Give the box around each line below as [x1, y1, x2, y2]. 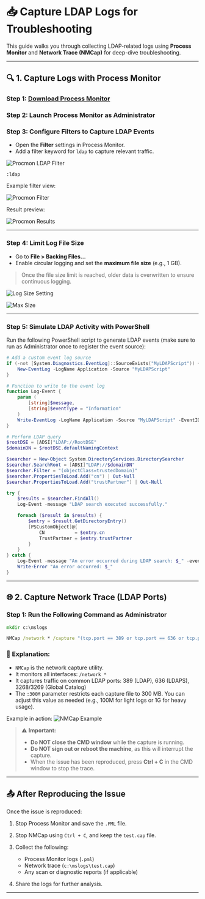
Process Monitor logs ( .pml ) [24, 856, 95, 863]
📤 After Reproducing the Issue [6, 788, 126, 799]
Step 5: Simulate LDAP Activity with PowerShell [6, 322, 150, 331]
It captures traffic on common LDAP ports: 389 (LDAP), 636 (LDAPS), [15, 677, 190, 684]
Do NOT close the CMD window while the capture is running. [30, 739, 185, 746]
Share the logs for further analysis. [15, 880, 103, 888]
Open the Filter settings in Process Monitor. [15, 141, 125, 149]
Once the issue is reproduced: [6, 808, 82, 815]
